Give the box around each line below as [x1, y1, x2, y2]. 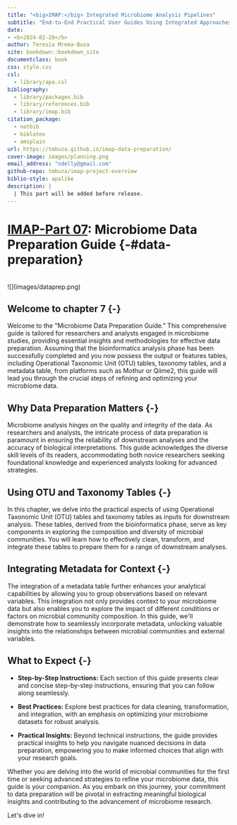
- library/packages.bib [13, 93, 83, 100]
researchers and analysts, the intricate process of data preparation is [7, 428, 208, 437]
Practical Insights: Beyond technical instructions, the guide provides [17, 731, 218, 740]
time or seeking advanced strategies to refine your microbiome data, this [7, 774, 219, 783]
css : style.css [7, 64, 52, 71]
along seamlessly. [17, 689, 71, 697]
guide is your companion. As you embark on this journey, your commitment [7, 782, 226, 790]
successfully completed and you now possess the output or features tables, [7, 352, 228, 360]
